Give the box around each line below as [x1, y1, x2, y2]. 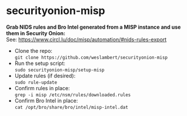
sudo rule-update [14, 79, 58, 86]
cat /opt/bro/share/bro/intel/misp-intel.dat [14, 104, 128, 110]
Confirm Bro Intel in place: [14, 97, 78, 104]
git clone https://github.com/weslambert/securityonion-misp [14, 54, 168, 60]
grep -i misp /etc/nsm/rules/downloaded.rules [14, 92, 131, 98]
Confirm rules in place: [14, 84, 70, 91]
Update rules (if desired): [14, 72, 76, 79]
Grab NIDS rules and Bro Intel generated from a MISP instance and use [6, 23, 181, 30]
